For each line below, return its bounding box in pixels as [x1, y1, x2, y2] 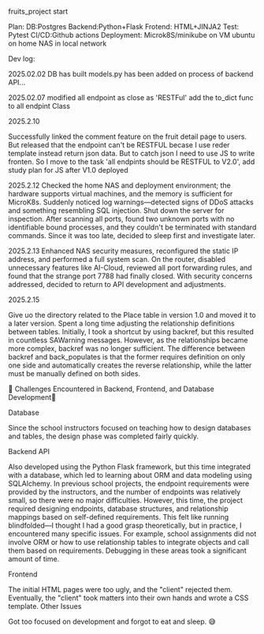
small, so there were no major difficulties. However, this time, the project [8, 496, 243, 505]
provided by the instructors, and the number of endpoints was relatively [8, 487, 241, 496]
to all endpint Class [8, 102, 71, 110]
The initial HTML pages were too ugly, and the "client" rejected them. [8, 585, 232, 594]
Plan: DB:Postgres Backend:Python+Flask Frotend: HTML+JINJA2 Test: [8, 22, 240, 31]
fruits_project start [8, 7, 69, 16]
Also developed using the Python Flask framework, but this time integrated [8, 462, 251, 472]
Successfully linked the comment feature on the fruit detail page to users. [8, 132, 247, 141]
